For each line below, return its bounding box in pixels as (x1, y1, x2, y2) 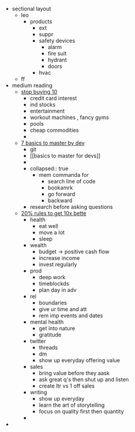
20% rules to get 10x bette (20, 210, 87, 217)
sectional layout (11, 5, 52, 12)
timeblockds (38, 280, 70, 287)
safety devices (38, 37, 76, 44)
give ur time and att (38, 306, 87, 312)
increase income (38, 255, 80, 261)
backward (47, 197, 73, 204)
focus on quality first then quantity (38, 408, 124, 415)
